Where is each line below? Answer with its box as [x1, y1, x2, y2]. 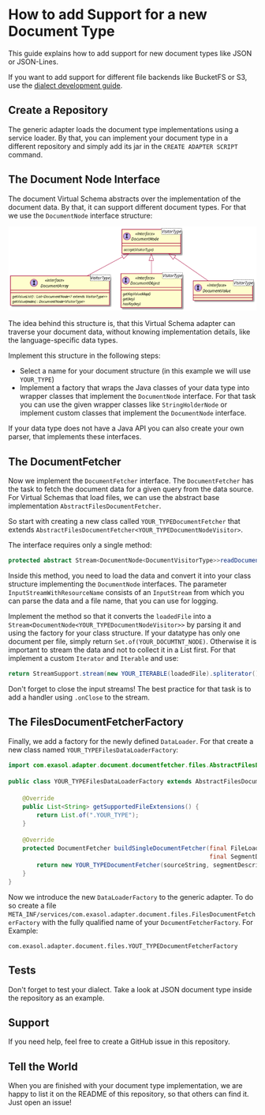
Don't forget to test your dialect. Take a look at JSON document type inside [8, 984, 252, 994]
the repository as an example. [8, 993, 105, 1003]
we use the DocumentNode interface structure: [8, 210, 153, 220]
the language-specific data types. [8, 336, 118, 345]
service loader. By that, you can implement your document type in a [8, 133, 229, 142]
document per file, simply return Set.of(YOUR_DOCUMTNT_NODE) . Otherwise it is [8, 636, 257, 646]
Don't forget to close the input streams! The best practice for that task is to [8, 684, 252, 693]
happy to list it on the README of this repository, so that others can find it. [8, 1090, 250, 1099]
